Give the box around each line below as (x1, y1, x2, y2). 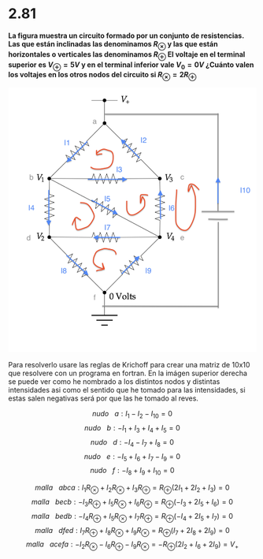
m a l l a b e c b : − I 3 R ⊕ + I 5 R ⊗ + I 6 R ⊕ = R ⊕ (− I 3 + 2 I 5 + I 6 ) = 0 (31, 497, 234, 509)
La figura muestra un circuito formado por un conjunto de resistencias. (8, 31, 244, 40)
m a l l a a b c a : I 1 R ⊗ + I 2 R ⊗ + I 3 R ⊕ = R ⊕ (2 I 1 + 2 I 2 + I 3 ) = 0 (35, 483, 230, 494)
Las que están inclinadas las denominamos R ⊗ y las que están (8, 39, 218, 50)
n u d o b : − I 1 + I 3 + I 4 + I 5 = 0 (83, 423, 181, 434)
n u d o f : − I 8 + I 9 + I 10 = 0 (90, 466, 175, 477)
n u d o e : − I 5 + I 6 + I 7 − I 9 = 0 (83, 451, 181, 463)
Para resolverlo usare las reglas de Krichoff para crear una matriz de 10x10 (8, 360, 250, 370)
